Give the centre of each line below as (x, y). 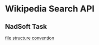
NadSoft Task (26, 27)
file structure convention (30, 38)
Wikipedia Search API (50, 9)
